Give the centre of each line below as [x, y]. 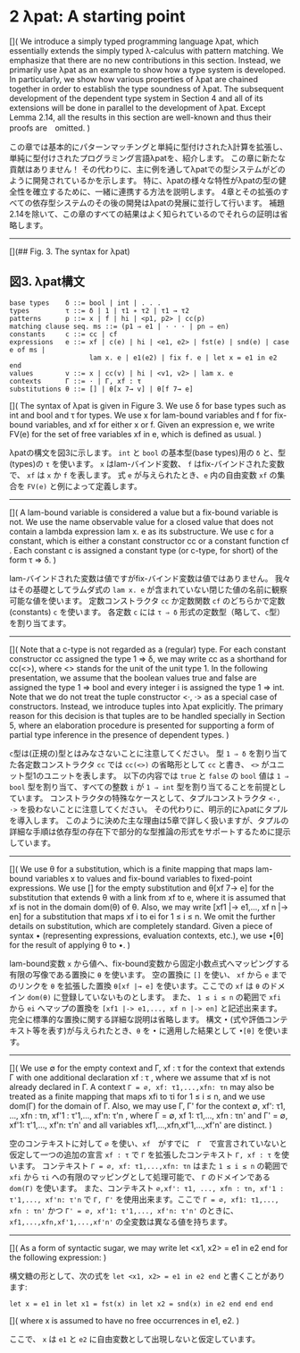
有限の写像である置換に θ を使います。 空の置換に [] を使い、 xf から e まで [148, 974]
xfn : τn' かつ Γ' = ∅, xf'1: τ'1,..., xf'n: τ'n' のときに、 [124, 1210]
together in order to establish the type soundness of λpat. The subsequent [146, 89]
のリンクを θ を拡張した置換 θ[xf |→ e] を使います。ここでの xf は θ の [140, 985]
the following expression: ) [58, 1257]
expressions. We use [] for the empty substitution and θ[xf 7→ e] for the [142, 888]
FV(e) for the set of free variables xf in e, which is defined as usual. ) [135, 434]
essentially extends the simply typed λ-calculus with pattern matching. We [146, 50]
